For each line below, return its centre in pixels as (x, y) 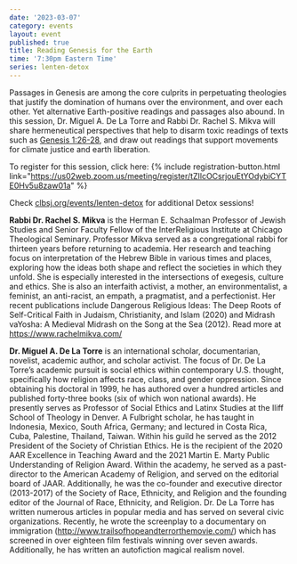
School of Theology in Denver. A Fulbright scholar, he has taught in (132, 417)
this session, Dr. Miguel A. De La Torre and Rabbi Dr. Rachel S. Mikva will (142, 120)
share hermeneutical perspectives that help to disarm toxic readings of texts (149, 130)
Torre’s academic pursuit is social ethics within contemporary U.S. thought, (147, 370)
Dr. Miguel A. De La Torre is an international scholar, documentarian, (135, 351)
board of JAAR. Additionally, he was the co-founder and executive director (146, 483)
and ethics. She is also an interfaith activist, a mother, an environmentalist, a (148, 286)
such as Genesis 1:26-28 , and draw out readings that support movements (144, 140)
